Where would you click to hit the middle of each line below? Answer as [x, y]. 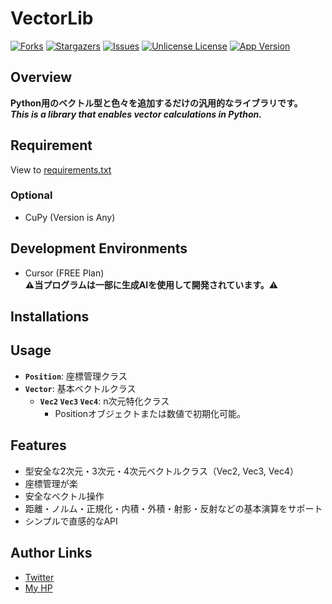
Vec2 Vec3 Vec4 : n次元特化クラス [104, 401]
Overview [41, 77]
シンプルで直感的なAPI [71, 521]
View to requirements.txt [61, 169]
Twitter [39, 577]
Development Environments [99, 248]
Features [38, 445]
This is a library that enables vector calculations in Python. [136, 114]
